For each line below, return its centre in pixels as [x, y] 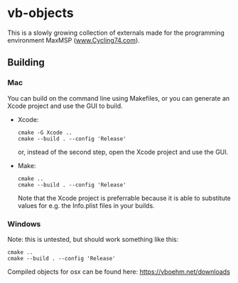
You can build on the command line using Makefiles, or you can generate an [119, 98]
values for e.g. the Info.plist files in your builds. [86, 205]
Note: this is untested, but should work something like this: [93, 239]
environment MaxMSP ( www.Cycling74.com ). [74, 40]
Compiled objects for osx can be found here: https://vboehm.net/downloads [119, 272]
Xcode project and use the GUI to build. [65, 106]
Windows [24, 223]
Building [26, 63]
